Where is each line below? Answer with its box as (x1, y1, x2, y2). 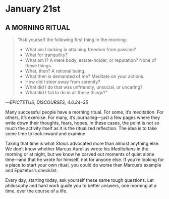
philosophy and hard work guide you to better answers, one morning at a (5, 183, 157, 188)
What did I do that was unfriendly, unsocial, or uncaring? (25, 84, 143, 90)
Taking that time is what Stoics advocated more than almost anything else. (5, 140, 160, 146)
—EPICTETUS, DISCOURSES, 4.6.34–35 (5, 99, 88, 105)
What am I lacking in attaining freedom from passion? (25, 47, 136, 52)
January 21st (5, 3, 61, 15)
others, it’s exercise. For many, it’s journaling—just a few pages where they (5, 114, 160, 121)
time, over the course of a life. (5, 188, 68, 194)
